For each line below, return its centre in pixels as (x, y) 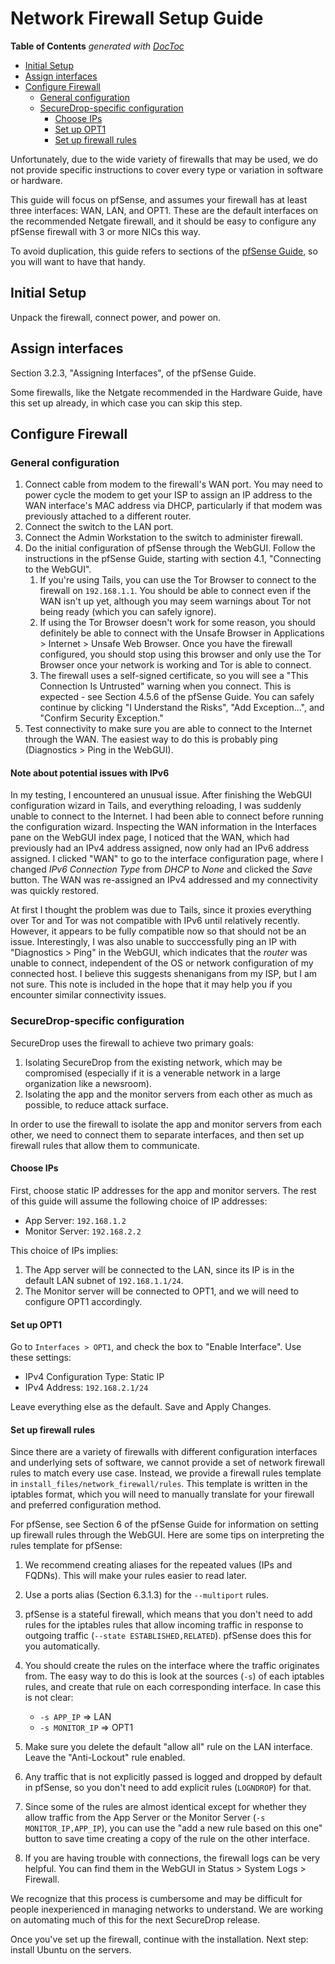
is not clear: (49, 1698)
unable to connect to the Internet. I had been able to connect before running (167, 816)
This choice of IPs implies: (64, 1250)
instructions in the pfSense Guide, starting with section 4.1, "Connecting (173, 559)
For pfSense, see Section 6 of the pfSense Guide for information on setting (164, 1524)
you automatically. (62, 1646)
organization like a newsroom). (88, 1083)
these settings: (41, 1358)
